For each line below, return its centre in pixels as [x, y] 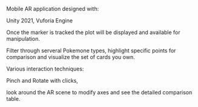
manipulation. [23, 39]
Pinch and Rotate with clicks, [42, 81]
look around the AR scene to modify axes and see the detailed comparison [99, 92]
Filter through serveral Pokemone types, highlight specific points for [91, 50]
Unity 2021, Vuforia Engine [40, 20]
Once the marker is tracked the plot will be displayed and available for [93, 32]
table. [13, 99]
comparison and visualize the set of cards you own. [71, 57]
